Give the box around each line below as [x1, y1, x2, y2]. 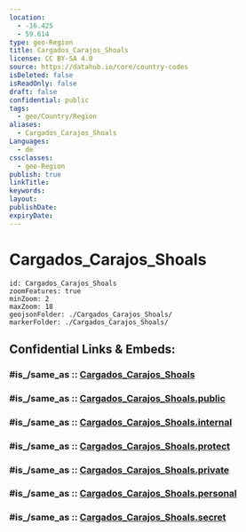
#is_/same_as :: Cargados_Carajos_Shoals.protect [9, 440, 231, 452]
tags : [9, 104, 29, 113]
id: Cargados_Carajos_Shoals [9, 279, 117, 288]
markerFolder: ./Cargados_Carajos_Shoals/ [9, 317, 169, 327]
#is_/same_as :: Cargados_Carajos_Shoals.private [9, 464, 229, 476]
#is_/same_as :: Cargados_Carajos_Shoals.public [9, 392, 226, 404]
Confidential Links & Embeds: [9, 341, 176, 356]
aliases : [9, 121, 42, 130]
